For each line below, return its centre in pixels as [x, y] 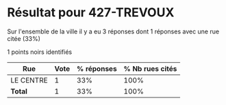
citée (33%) [24, 38]
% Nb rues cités [150, 68]
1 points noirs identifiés [40, 52]
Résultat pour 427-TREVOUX [91, 13]
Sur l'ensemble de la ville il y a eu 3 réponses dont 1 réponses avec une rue [113, 31]
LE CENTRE [29, 80]
